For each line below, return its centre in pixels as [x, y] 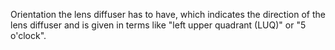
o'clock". [28, 35]
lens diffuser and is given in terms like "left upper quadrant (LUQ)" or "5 [158, 25]
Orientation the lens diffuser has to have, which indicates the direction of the [168, 14]
